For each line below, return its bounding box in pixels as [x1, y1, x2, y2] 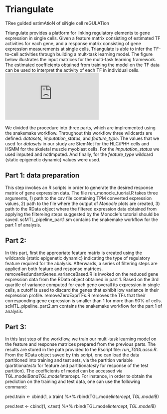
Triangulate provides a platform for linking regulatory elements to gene [5, 30, 151, 36]
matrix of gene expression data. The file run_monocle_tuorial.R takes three [5, 189, 158, 196]
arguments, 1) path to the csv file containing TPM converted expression [5, 195, 152, 201]
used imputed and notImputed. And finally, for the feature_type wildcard [5, 151, 153, 157]
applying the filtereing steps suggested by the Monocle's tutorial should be [5, 211, 160, 217]
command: [5, 384, 27, 390]
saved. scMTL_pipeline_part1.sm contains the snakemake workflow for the [5, 217, 158, 223]
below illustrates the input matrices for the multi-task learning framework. [5, 56, 157, 62]
